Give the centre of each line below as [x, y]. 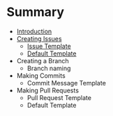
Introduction [34, 31]
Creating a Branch [43, 60]
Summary [35, 12]
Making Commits [41, 75]
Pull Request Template [59, 97]
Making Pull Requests [48, 90]
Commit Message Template [66, 83]
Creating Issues [39, 38]
